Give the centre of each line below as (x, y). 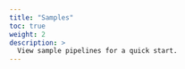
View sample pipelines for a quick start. (97, 51)
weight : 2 (28, 34)
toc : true (28, 26)
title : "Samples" (42, 17)
